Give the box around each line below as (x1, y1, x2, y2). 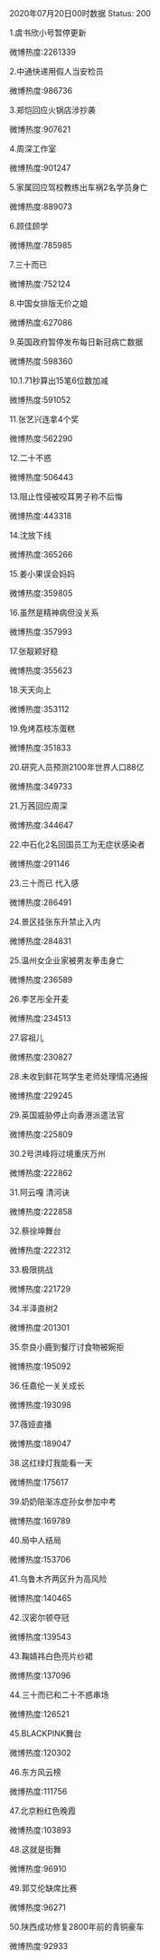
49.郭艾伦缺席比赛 (9, 1883, 78, 1894)
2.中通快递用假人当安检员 (9, 66, 104, 76)
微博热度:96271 (9, 1902, 66, 1913)
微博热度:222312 (9, 1245, 71, 1255)
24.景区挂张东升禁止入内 (9, 917, 101, 927)
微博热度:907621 (9, 124, 71, 135)
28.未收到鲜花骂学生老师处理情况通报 (9, 1071, 148, 1081)
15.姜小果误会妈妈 (9, 568, 75, 579)
